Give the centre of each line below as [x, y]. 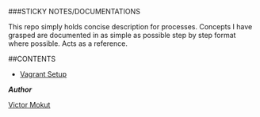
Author [20, 89]
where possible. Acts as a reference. [68, 43]
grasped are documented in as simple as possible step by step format [122, 35]
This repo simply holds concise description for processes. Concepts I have [130, 26]
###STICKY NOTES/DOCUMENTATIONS [75, 11]
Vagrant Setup [43, 74]
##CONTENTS [32, 59]
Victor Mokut [29, 105]
